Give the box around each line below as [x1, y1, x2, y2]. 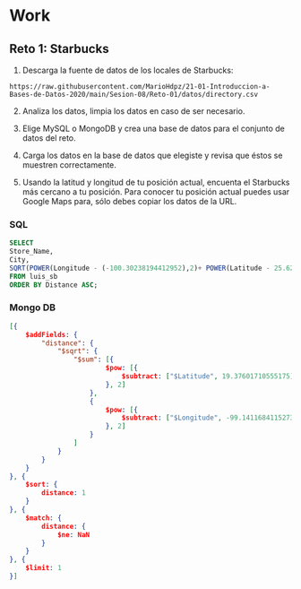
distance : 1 [41, 489, 87, 498]
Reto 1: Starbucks [9, 41, 109, 56]
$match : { [25, 513, 63, 523]
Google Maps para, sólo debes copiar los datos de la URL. [21, 196, 237, 206]
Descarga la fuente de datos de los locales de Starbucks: [21, 65, 234, 75]
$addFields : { [25, 330, 78, 339]
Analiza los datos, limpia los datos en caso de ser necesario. [21, 106, 245, 117]
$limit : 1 [25, 564, 63, 573]
